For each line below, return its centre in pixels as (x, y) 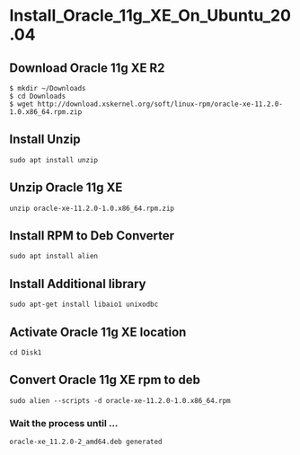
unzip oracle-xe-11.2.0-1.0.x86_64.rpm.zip (92, 208)
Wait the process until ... (64, 423)
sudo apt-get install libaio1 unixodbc (84, 305)
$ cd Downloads (38, 96)
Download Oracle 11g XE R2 (87, 68)
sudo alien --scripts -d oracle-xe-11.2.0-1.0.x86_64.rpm (120, 400)
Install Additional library (78, 284)
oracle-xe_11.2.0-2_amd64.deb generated (86, 442)
